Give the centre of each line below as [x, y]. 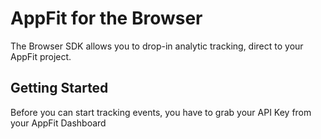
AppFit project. [41, 56]
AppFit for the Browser [106, 18]
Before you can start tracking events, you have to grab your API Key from [161, 112]
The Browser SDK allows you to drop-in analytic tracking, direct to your [157, 46]
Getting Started [59, 88]
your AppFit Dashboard [58, 123]
